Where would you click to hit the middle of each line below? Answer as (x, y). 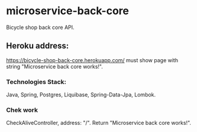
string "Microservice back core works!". (55, 66)
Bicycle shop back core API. (41, 27)
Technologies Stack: (36, 82)
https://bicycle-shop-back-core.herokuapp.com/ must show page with (92, 60)
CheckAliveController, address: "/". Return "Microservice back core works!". (98, 123)
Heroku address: (38, 46)
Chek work (22, 110)
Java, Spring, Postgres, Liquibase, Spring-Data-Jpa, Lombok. (81, 95)
